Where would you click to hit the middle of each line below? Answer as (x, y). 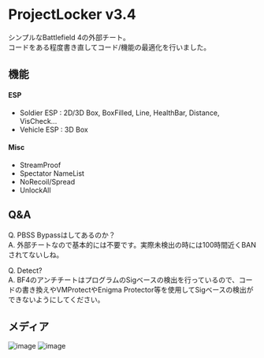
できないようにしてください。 (56, 299)
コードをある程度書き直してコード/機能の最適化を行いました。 (110, 47)
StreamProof (40, 165)
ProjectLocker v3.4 (72, 15)
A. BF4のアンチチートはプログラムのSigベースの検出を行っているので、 (124, 280)
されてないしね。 (36, 255)
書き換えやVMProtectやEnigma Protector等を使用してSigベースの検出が (138, 289)
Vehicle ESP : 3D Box (54, 129)
